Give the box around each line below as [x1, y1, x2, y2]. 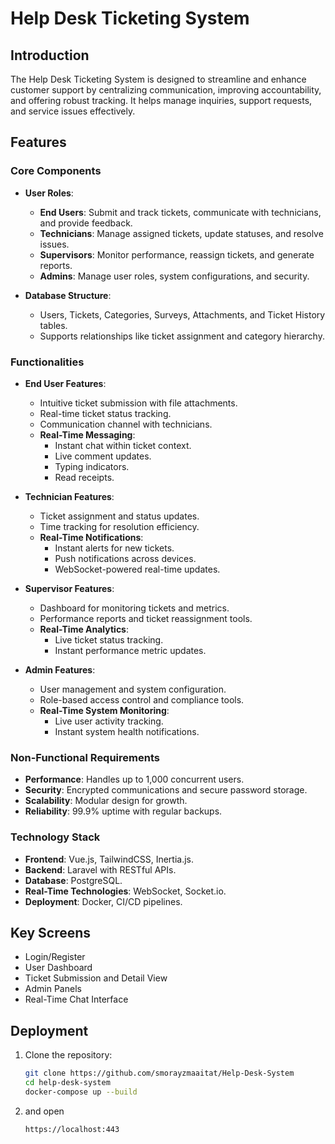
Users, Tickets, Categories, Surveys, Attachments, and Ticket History [39, 308, 326, 321]
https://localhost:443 [24, 1124, 120, 1134]
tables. [39, 319, 68, 331]
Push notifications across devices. [54, 552, 197, 564]
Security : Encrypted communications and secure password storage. [24, 784, 308, 796]
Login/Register [24, 951, 86, 963]
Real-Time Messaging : [39, 428, 136, 441]
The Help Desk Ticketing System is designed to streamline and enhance [10, 73, 307, 85]
